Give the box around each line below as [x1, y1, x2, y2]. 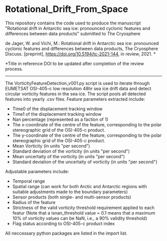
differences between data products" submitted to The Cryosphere [5, 30, 141, 36]
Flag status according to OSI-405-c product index [12, 221, 115, 227]
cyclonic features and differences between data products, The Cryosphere [5, 45, 158, 51]
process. [5, 66, 23, 72]
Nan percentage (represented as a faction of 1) [12, 116, 108, 122]
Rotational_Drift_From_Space [5, 3, 128, 15]
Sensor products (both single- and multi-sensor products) [12, 194, 132, 200]
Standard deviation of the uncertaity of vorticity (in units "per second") [12, 159, 158, 165]
